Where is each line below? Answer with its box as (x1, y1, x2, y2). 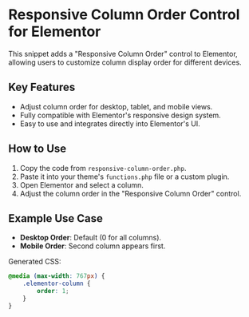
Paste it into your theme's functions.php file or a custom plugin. (19, 172, 230, 181)
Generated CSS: (8, 257, 61, 267)
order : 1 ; (37, 287, 69, 295)
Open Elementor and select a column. (19, 180, 144, 189)
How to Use (8, 142, 67, 156)
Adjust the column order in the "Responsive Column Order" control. (19, 188, 242, 198)
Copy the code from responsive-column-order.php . (19, 163, 187, 172)
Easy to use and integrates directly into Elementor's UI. (19, 118, 201, 129)
